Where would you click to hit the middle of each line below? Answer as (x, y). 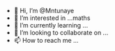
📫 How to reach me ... (46, 40)
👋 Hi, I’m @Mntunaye (44, 11)
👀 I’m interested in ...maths (52, 18)
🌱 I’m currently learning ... (51, 25)
